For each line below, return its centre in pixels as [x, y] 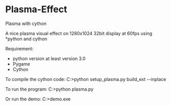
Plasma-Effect [36, 9]
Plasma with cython [26, 23]
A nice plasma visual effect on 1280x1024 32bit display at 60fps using [79, 33]
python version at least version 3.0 [49, 58]
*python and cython [26, 39]
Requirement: [19, 48]
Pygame [21, 64]
